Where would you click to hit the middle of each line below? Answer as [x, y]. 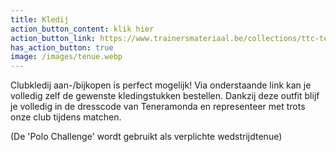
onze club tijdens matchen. [66, 117]
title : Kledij [40, 19]
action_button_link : [53, 38]
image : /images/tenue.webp [66, 57]
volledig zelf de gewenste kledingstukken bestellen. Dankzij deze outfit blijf [165, 96]
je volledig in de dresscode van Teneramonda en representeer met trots [158, 107]
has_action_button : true [62, 47]
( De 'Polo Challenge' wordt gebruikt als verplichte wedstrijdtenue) [146, 137]
